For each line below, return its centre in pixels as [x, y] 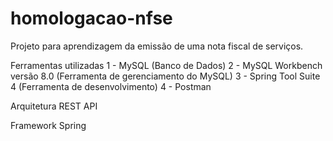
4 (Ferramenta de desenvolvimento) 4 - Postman [111, 86]
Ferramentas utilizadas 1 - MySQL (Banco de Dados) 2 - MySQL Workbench [166, 65]
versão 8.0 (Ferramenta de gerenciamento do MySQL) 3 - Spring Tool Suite [165, 76]
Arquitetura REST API [54, 106]
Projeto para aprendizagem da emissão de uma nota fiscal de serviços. [157, 46]
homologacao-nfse [91, 18]
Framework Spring [48, 125]
